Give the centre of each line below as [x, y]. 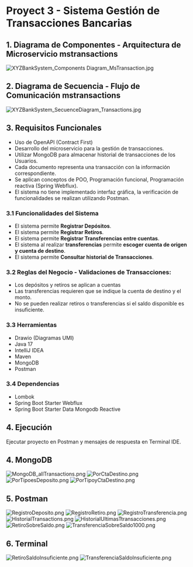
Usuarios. [26, 161]
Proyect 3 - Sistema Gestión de [83, 11]
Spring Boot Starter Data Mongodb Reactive [68, 409]
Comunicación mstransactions [63, 96]
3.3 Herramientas [32, 325]
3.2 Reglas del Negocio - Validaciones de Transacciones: [89, 272]
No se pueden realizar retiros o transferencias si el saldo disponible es [99, 304]
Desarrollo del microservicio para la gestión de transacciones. [89, 148]
